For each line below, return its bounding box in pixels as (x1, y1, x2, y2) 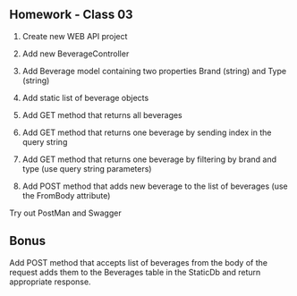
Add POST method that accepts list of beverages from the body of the (9, 257, 268, 267)
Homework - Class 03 (9, 7, 133, 22)
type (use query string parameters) (21, 163, 152, 173)
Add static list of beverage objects (21, 92, 149, 103)
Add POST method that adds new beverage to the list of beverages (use (21, 181, 288, 191)
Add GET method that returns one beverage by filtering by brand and (21, 154, 277, 165)
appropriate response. (9, 276, 91, 287)
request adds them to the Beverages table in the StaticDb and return (9, 266, 261, 277)
